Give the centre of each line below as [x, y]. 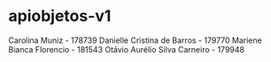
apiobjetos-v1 [60, 16]
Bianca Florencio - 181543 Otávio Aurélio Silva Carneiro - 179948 [127, 49]
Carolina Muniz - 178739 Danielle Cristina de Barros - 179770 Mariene [135, 40]
